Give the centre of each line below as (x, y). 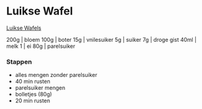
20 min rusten (33, 101)
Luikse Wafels (24, 28)
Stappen (19, 62)
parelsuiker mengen (40, 88)
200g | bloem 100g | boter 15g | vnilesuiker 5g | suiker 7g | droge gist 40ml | (101, 39)
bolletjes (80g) (33, 94)
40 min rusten (33, 81)
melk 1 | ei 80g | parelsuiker (41, 46)
